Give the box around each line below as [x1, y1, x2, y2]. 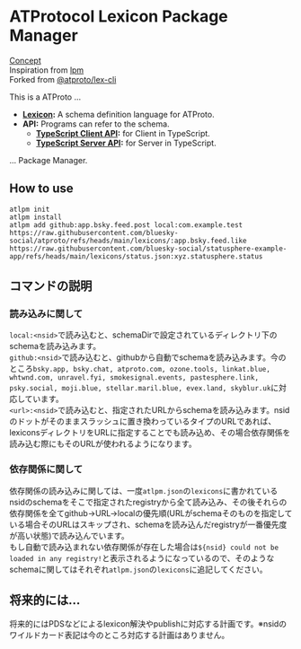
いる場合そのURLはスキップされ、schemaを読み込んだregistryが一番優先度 [9, 519, 288, 530]
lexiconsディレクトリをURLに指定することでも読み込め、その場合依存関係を [9, 427, 291, 438]
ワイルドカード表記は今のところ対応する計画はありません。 [9, 629, 230, 640]
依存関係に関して [9, 463, 84, 476]
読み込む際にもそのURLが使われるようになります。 [9, 438, 197, 450]
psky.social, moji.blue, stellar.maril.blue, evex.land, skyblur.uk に [9, 382, 279, 393]
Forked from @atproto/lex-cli [9, 74, 117, 84]
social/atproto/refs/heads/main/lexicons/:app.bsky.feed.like [9, 236, 247, 245]
